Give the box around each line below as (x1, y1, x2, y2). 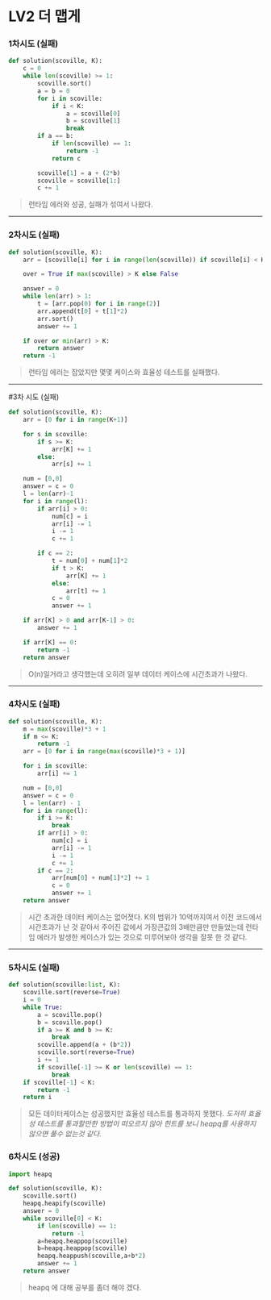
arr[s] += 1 (51, 460, 92, 469)
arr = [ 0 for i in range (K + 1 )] (23, 416, 128, 424)
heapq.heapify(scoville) (23, 1199, 106, 1208)
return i (23, 1094, 52, 1102)
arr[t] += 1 (65, 586, 106, 595)
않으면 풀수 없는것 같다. (27, 1129, 102, 1139)
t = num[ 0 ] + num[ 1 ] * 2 (51, 557, 128, 565)
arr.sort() (37, 315, 74, 323)
